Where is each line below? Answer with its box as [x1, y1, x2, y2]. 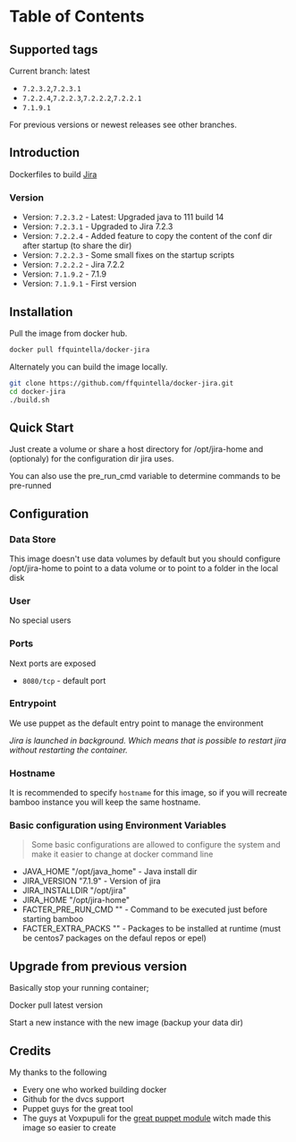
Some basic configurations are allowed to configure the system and [30, 839, 281, 850]
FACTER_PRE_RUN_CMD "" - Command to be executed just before [21, 904, 268, 915]
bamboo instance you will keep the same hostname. [9, 797, 201, 807]
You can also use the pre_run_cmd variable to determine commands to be [9, 471, 282, 482]
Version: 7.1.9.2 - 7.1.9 [21, 268, 107, 279]
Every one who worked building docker [21, 1085, 167, 1095]
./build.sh [9, 396, 50, 405]
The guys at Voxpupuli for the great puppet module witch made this [21, 1112, 272, 1124]
